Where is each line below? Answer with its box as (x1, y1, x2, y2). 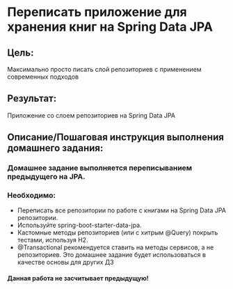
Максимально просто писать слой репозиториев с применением (7, 65, 202, 73)
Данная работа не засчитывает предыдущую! (7, 274, 150, 283)
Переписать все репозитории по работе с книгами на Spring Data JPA (17, 206, 226, 214)
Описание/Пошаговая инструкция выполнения (7, 132, 225, 143)
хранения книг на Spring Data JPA (7, 19, 214, 35)
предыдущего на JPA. (7, 172, 86, 182)
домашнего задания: (7, 142, 104, 154)
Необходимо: (7, 191, 56, 201)
